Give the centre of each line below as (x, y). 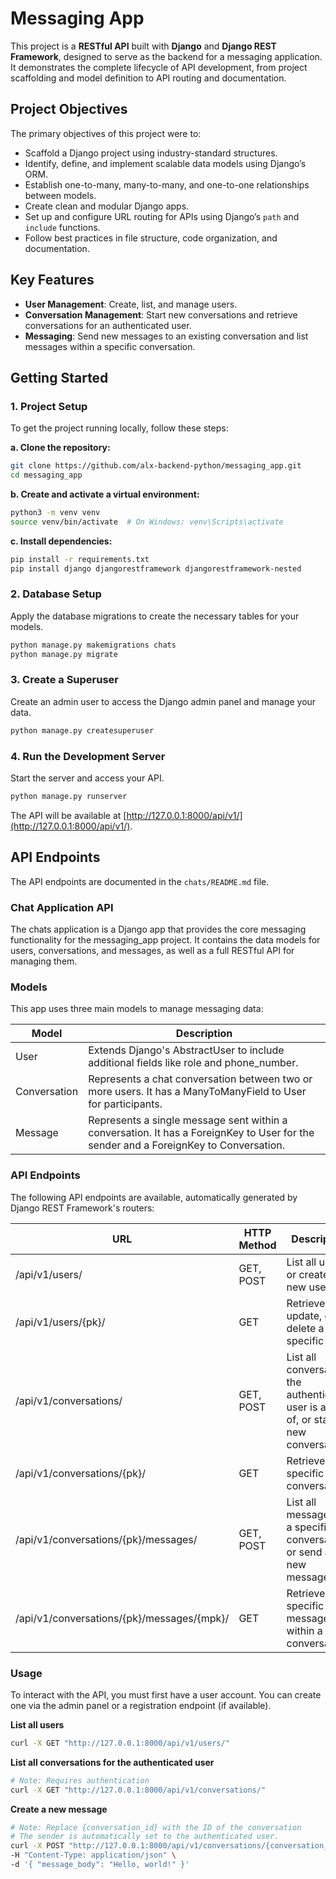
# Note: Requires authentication (80, 1780)
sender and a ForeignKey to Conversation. (187, 1145)
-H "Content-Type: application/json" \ (93, 1855)
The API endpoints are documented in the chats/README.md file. (140, 881)
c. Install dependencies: (61, 541)
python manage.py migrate (64, 654)
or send (304, 1552)
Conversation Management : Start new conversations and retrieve (161, 314)
